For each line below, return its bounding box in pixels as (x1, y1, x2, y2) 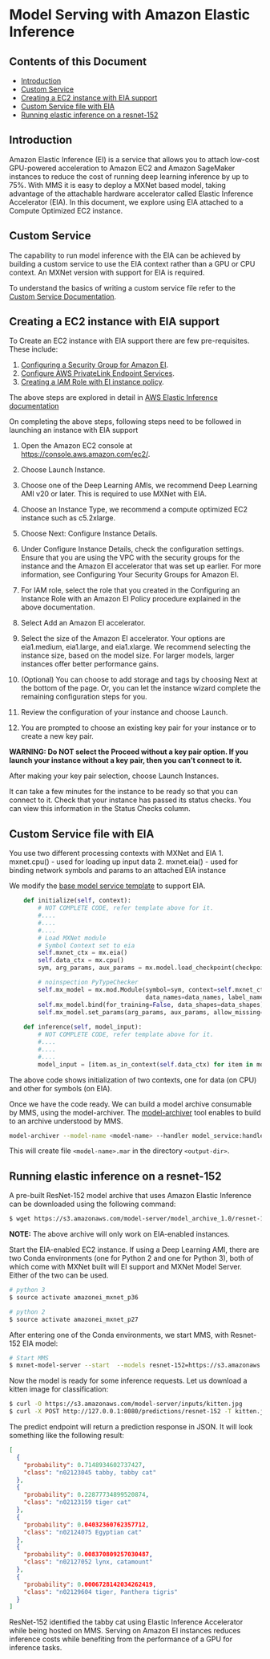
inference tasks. (9, 1643, 62, 1653)
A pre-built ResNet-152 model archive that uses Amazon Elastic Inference (9, 1191, 252, 1200)
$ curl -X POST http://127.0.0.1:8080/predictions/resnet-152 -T (9, 1408, 232, 1416)
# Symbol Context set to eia (38, 941, 135, 949)
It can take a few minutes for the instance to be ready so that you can (9, 787, 239, 797)
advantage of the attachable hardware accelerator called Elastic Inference (9, 189, 254, 198)
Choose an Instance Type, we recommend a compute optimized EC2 (20, 504, 248, 515)
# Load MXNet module (38, 934, 107, 942)
